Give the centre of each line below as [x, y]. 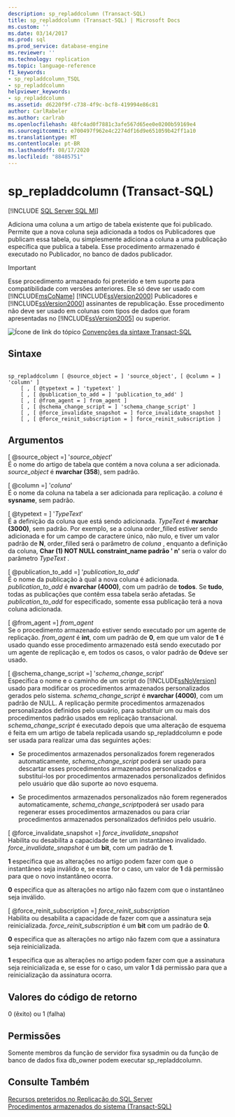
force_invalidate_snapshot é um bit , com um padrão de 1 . [91, 848]
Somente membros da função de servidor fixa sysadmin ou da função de [113, 1053]
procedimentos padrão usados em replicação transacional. [93, 718]
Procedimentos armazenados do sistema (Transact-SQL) [90, 1107]
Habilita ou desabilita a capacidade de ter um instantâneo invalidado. [107, 841]
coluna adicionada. [35, 609]
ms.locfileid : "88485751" [45, 157]
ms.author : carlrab [36, 118]
